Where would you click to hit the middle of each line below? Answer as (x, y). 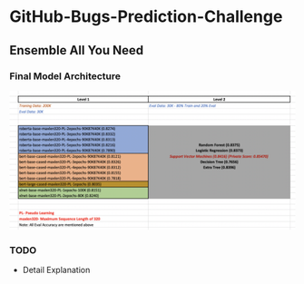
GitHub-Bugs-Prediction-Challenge (146, 17)
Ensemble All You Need (76, 50)
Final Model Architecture (65, 76)
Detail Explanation (56, 270)
